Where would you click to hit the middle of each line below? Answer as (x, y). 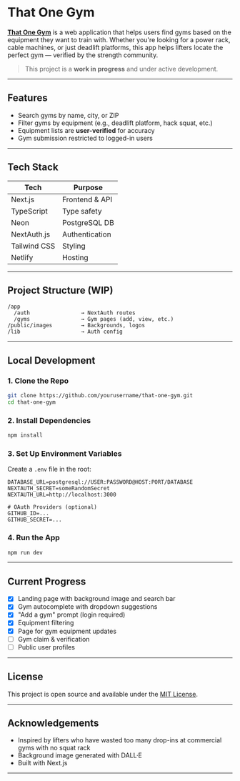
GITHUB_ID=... (29, 514)
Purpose (88, 187)
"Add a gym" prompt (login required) (71, 615)
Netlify (22, 257)
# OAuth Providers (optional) (52, 507)
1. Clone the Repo (38, 381)
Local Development (51, 360)
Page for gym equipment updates (67, 631)
